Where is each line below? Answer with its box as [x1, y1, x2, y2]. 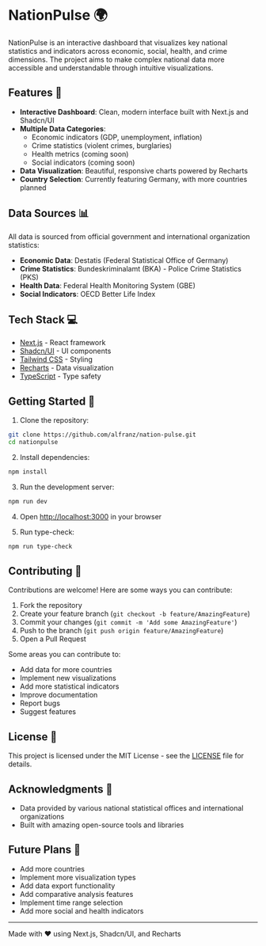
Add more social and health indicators [19, 906, 144, 915]
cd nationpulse [8, 439, 59, 446]
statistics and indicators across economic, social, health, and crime [8, 46, 228, 55]
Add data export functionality [19, 880, 116, 891]
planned [19, 183, 47, 192]
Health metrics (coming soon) [31, 149, 129, 158]
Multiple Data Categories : [19, 123, 106, 133]
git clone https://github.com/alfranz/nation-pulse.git [8, 431, 196, 439]
